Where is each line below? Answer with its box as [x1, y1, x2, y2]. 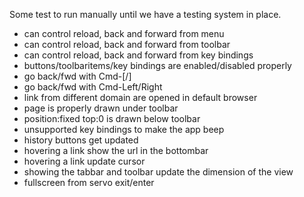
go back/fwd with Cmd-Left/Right [23, 81, 163, 93]
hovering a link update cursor [23, 155, 146, 167]
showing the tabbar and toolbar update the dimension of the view [23, 166, 294, 178]
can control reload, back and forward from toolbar [23, 39, 231, 50]
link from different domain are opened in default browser [23, 92, 258, 103]
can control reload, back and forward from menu [23, 28, 225, 39]
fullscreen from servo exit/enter [23, 177, 155, 188]
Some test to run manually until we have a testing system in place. [9, 9, 282, 20]
